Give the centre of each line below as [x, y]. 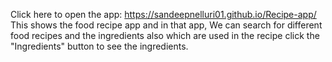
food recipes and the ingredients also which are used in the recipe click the [165, 35]
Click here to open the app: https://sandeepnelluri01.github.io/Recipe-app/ [163, 14]
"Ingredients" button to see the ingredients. [99, 46]
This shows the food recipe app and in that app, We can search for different [166, 25]
